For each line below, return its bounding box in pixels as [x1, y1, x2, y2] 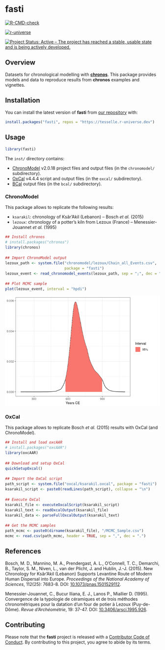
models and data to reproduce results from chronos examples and [5, 76, 140, 82]
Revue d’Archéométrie [21, 606, 66, 612]
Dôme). [5, 606, 20, 612]
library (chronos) [5, 245, 41, 250]
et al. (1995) [32, 224, 57, 230]
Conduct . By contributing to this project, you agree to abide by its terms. [5, 639, 151, 645]
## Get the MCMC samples [5, 523, 56, 528]
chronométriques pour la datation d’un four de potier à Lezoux [5, 601, 131, 607]
